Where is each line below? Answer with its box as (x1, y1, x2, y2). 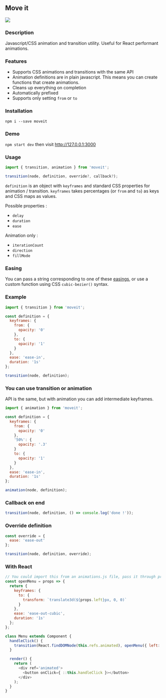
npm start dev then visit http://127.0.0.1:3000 (5, 142, 96, 147)
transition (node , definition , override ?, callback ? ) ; (5, 174, 119, 179)
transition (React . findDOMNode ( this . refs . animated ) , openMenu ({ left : (14, 643, 161, 648)
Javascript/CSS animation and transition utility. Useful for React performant (5, 40, 159, 46)
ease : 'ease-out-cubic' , (14, 611, 65, 616)
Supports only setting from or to (12, 95, 78, 101)
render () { (9, 657, 32, 661)
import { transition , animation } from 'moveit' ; (5, 165, 110, 170)
